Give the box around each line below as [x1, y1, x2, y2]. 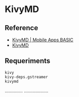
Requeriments [5, 57, 51, 65]
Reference [5, 24, 38, 32]
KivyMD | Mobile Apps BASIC [12, 37, 74, 43]
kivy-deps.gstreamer [5, 74, 49, 79]
